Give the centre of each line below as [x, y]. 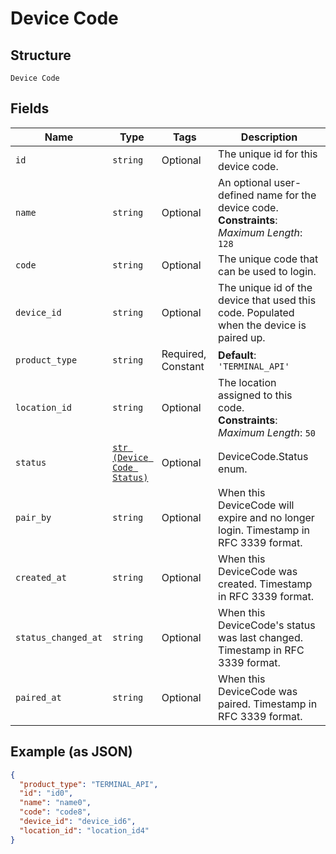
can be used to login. [267, 271]
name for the [286, 195]
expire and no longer [266, 517]
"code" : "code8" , [55, 812]
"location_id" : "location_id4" [84, 830]
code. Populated [256, 312]
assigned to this [255, 395]
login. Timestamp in [264, 530]
